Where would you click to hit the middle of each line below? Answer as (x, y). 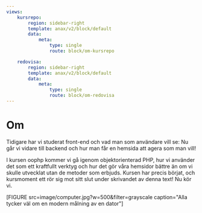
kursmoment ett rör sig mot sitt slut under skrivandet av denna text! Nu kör (99, 179)
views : (14, 12)
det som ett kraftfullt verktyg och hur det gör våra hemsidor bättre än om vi (99, 166)
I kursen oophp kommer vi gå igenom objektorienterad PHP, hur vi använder (101, 159)
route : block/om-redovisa (82, 96)
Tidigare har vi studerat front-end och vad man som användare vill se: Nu (97, 141)
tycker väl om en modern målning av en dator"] (65, 203)
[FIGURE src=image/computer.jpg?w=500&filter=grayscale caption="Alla (97, 197)
